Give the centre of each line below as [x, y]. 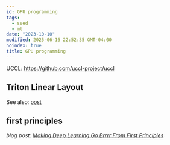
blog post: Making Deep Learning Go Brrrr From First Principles [85, 135]
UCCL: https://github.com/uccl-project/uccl [60, 68]
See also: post [24, 102]
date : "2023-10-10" [31, 34]
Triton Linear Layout [45, 87]
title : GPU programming [36, 51]
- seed [20, 23]
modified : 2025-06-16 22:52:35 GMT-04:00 [59, 40]
